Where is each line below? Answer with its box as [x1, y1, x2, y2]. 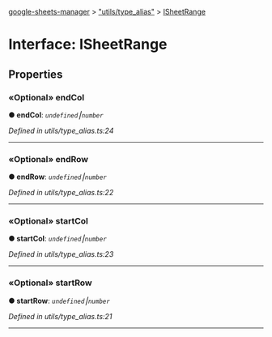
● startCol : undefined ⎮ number [8, 234, 107, 244]
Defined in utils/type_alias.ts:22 [8, 188, 114, 198]
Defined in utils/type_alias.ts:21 [8, 311, 113, 321]
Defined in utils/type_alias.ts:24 [8, 126, 114, 135]
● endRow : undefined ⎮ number [8, 172, 107, 181]
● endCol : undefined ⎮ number [8, 109, 104, 120]
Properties [8, 67, 63, 81]
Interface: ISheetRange [8, 36, 168, 53]
